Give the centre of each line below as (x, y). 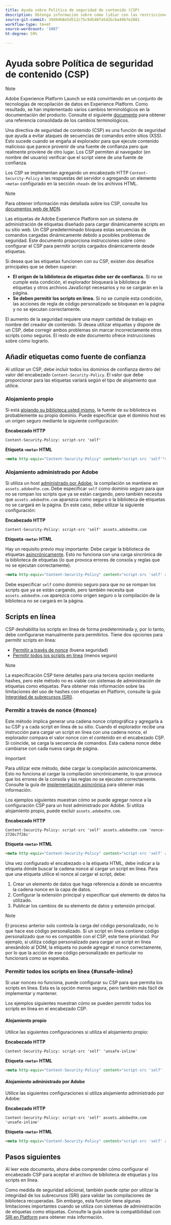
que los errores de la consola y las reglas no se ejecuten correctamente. (81, 779)
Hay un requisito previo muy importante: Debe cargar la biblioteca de (78, 549)
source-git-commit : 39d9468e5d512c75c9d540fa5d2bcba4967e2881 (73, 19)
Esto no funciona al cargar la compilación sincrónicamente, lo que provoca (83, 774)
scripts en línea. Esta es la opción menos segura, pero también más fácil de (84, 988)
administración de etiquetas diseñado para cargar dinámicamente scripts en (85, 224)
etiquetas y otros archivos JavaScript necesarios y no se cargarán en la (88, 287)
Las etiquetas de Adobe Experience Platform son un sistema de (72, 218)
